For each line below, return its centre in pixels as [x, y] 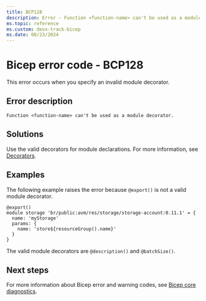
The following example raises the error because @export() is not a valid [97, 189]
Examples [25, 175]
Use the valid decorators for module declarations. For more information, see [102, 149]
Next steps [28, 270]
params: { [24, 223]
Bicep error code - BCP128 [75, 65]
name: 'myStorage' [36, 218]
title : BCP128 [25, 12]
